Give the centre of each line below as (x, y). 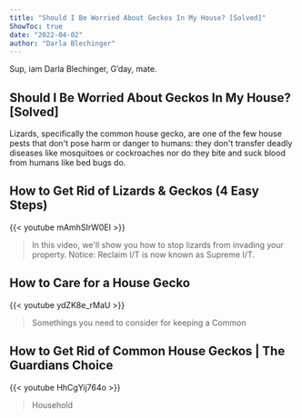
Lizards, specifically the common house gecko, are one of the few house (146, 134)
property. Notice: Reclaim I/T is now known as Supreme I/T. (143, 254)
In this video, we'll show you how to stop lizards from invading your (158, 244)
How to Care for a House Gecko (100, 283)
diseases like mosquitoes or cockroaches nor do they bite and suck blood (148, 153)
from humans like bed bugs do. (68, 163)
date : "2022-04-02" (46, 35)
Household (52, 404)
